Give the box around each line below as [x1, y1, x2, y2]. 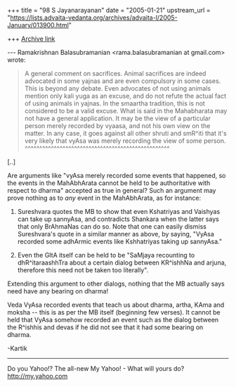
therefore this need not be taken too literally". [17, 266, 149, 274]
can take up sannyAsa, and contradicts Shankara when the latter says [17, 215, 219, 223]
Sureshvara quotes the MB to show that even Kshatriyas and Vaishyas [17, 208, 221, 215]
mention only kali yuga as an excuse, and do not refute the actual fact [24, 91, 227, 100]
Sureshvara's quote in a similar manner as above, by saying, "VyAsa [17, 230, 214, 238]
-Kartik [7, 344, 27, 353]
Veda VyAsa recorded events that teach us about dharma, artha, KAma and [7, 300, 225, 309]
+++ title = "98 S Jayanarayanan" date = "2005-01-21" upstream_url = [7, 6, 211, 14]
